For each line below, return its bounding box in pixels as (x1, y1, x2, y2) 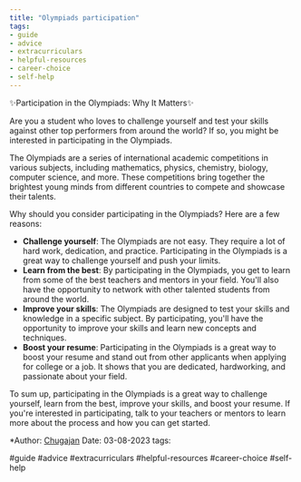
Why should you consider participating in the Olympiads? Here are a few (9, 208, 280, 219)
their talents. (9, 191, 56, 202)
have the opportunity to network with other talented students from (22, 283, 270, 295)
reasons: (9, 218, 43, 229)
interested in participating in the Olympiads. (9, 134, 172, 145)
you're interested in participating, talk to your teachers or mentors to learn (9, 408, 286, 418)
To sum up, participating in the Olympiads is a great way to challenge (9, 388, 267, 399)
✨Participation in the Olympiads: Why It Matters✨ (9, 97, 194, 108)
